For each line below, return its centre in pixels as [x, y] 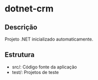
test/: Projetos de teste [35, 72]
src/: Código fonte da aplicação [44, 67]
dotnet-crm [29, 9]
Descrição [21, 27]
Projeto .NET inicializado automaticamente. [49, 39]
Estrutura [20, 55]
